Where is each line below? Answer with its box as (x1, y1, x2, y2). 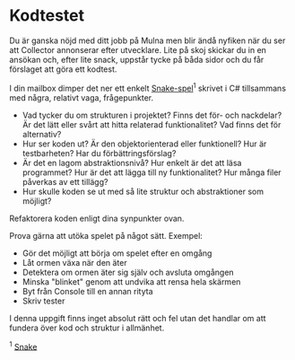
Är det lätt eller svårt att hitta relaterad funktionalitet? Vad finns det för (22, 119, 282, 130)
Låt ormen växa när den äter (22, 257, 127, 268)
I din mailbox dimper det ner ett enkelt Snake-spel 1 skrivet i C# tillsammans (9, 81, 287, 93)
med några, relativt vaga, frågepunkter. (9, 92, 154, 103)
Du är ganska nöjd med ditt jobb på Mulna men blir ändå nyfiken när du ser (9, 35, 286, 46)
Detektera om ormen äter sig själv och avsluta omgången (22, 267, 235, 277)
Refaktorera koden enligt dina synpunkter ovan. (9, 213, 185, 224)
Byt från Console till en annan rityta (22, 285, 154, 296)
